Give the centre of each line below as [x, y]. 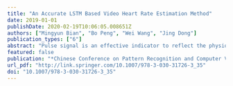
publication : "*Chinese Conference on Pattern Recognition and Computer [114, 59]
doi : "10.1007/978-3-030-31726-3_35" [62, 71]
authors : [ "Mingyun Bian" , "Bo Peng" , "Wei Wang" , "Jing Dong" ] [102, 33]
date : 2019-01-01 [32, 20]
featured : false [31, 53]
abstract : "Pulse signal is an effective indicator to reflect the [107, 46]
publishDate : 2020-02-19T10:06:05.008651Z [69, 26]
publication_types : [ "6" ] [44, 40]
